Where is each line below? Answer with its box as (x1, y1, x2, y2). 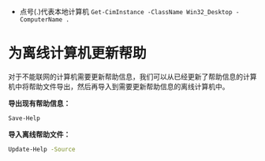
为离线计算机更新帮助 (8, 44, 147, 62)
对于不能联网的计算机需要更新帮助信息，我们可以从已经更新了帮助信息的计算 (8, 72, 257, 81)
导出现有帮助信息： (8, 98, 71, 108)
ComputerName (19, 16, 63, 24)
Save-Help (8, 114, 41, 122)
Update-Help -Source (8, 145, 77, 153)
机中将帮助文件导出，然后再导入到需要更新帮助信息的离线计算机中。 (8, 81, 230, 91)
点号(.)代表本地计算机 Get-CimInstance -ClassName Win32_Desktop (19, 7, 233, 16)
